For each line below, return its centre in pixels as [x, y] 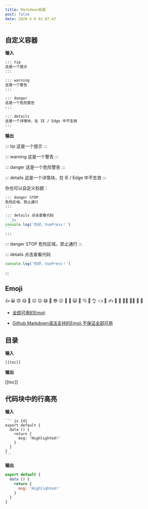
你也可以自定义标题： [27, 188]
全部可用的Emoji [29, 313]
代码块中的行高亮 [31, 399]
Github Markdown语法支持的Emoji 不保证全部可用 [62, 323]
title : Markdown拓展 [25, 10]
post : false [17, 14]
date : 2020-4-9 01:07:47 [31, 19]
